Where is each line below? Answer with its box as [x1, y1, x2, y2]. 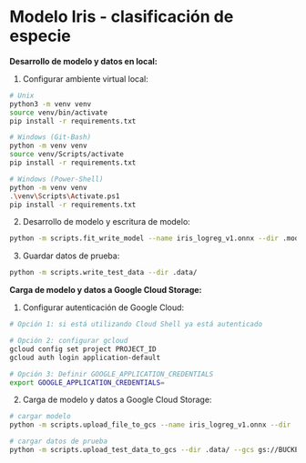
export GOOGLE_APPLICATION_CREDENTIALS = [9, 377, 166, 388]
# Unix [9, 91, 35, 100]
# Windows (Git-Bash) [9, 133, 92, 142]
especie [9, 25, 71, 46]
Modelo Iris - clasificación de [9, 6, 234, 27]
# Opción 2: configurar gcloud [9, 337, 128, 346]
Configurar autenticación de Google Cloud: [22, 302, 185, 313]
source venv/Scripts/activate [9, 150, 125, 159]
